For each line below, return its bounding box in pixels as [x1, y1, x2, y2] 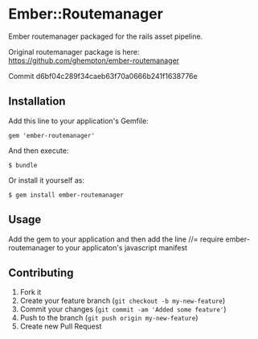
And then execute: [8, 146, 69, 155]
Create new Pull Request [19, 321, 102, 331]
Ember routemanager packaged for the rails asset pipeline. [8, 31, 203, 41]
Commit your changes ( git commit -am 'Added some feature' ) [19, 304, 227, 314]
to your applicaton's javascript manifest [56, 242, 187, 252]
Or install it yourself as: [8, 175, 84, 185]
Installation [8, 94, 66, 109]
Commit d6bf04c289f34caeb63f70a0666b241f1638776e [8, 71, 199, 81]
